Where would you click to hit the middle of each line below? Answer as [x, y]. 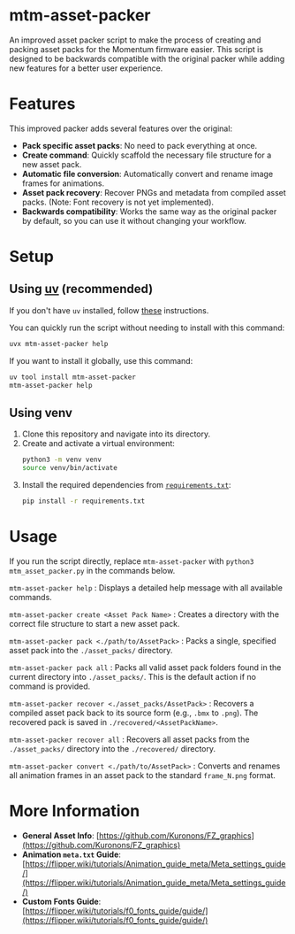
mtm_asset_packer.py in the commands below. [92, 570]
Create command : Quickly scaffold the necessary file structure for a [147, 155]
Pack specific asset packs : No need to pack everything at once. [140, 145]
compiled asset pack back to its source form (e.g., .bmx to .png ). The [134, 713]
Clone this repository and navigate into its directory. [116, 434]
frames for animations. [63, 183]
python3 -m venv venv [62, 460]
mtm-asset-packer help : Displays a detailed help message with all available [146, 587]
